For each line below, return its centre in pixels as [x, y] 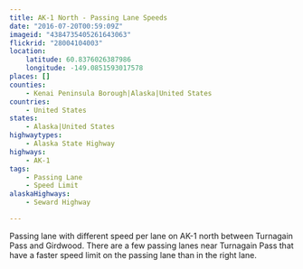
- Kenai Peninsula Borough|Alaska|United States [119, 93]
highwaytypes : [36, 135]
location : [28, 51]
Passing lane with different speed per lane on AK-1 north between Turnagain [151, 236]
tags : [19, 169]
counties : [28, 85]
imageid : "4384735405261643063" [70, 34]
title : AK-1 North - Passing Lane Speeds [89, 18]
